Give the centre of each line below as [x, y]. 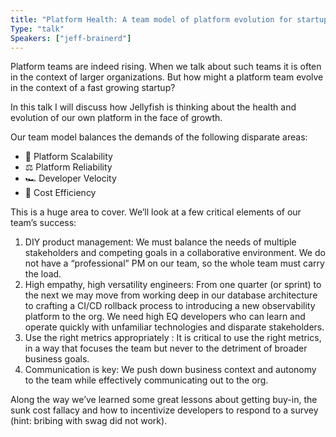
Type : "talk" [37, 29]
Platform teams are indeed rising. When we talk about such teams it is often [166, 67]
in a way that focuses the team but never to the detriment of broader [166, 348]
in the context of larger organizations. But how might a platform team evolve [167, 77]
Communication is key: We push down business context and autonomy [170, 370]
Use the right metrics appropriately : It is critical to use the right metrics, [173, 338]
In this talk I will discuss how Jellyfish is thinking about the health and [153, 107]
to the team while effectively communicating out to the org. [146, 380]
